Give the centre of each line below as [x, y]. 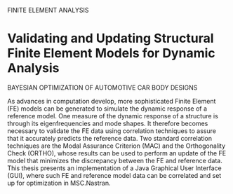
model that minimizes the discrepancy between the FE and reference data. [115, 160]
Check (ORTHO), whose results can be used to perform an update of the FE [117, 153]
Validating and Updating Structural [111, 39]
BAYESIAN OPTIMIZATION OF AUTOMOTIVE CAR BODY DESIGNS [102, 88]
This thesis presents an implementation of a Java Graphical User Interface [115, 168]
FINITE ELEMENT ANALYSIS [48, 10]
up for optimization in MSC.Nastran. [59, 183]
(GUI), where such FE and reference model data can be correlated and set [114, 175]
